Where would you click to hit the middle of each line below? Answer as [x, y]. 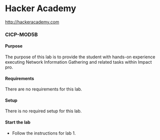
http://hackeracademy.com [32, 22]
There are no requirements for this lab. [44, 89]
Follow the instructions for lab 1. [44, 133]
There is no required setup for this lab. [43, 111]
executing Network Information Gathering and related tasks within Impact [79, 62]
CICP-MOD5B [21, 35]
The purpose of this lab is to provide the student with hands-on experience [80, 57]
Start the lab [18, 122]
